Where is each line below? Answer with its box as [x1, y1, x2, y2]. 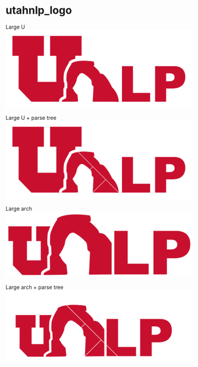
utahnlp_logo [5, 4, 73, 17]
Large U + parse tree [5, 114, 57, 122]
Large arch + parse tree [5, 284, 64, 291]
